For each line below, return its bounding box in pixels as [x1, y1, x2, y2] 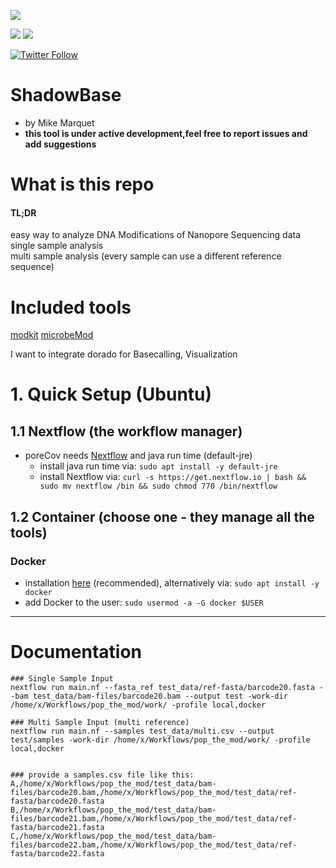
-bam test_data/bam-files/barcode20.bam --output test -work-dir [10, 691, 288, 701]
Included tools [10, 296, 132, 319]
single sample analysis [10, 240, 104, 252]
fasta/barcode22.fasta [10, 848, 105, 859]
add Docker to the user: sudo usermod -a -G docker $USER [24, 596, 264, 608]
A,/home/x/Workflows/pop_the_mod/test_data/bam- [10, 778, 217, 789]
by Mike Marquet [24, 116, 95, 129]
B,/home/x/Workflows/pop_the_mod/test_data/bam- [10, 805, 217, 815]
